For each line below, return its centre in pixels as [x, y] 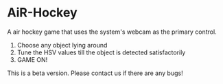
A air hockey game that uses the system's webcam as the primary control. [112, 32]
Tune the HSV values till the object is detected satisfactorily [101, 52]
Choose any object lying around [62, 45]
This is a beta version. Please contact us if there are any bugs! [95, 73]
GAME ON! [32, 59]
